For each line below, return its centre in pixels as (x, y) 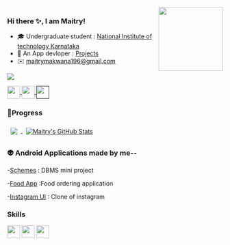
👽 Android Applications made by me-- (72, 153)
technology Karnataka (48, 46)
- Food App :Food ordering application (60, 183)
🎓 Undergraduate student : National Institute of (85, 36)
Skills (16, 214)
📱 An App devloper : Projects (58, 53)
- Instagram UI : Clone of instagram (56, 197)
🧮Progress (25, 113)
